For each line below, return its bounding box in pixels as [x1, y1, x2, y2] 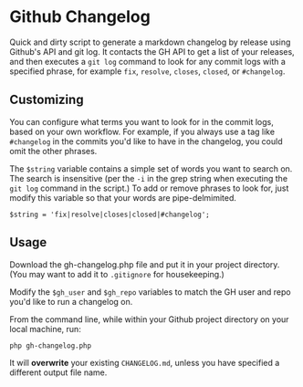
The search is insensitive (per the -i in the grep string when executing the [9, 173, 288, 183]
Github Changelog [9, 6, 151, 27]
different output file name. [9, 367, 108, 378]
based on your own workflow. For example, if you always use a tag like [9, 126, 276, 137]
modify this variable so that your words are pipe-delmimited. [9, 192, 237, 203]
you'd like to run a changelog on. [9, 296, 133, 307]
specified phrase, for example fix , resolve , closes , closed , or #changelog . [9, 66, 286, 77]
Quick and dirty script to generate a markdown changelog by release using [9, 37, 291, 47]
